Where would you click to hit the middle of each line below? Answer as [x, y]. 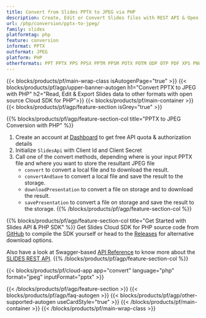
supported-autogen [31, 301]
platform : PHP [25, 58]
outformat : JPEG [27, 52]
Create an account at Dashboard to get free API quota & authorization [103, 137]
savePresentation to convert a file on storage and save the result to [109, 202]
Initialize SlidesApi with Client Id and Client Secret [78, 150]
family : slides [26, 29]
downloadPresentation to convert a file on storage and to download [109, 189]
